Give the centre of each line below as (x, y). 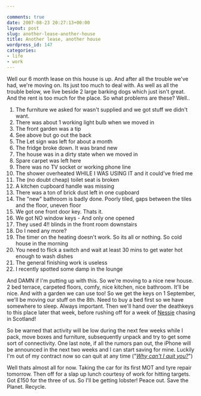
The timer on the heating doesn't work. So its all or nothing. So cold (98, 237)
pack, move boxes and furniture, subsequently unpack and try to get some (99, 337)
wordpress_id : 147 (30, 45)
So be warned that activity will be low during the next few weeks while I (95, 330)
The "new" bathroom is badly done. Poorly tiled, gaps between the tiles (103, 199)
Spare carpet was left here (48, 160)
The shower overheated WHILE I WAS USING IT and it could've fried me (104, 173)
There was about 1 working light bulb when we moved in (85, 122)
